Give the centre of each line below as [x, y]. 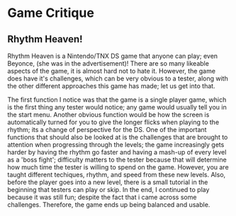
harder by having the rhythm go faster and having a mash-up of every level [117, 152]
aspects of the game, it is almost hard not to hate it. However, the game [112, 71]
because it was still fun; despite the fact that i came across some [102, 197]
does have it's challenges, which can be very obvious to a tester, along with [118, 78]
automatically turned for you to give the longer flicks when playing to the [113, 122]
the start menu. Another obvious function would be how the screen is [108, 115]
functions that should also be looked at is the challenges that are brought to [118, 137]
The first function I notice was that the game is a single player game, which [117, 100]
